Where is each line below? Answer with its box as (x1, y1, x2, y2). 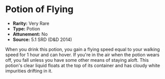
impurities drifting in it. (5, 67, 53, 74)
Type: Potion (12, 25, 40, 31)
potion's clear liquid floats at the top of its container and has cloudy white (5, 62, 160, 68)
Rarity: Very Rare (12, 20, 50, 26)
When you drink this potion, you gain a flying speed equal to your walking (5, 46, 160, 52)
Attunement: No (12, 31, 48, 37)
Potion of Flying (5, 4, 74, 15)
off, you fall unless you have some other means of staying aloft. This (5, 57, 149, 63)
